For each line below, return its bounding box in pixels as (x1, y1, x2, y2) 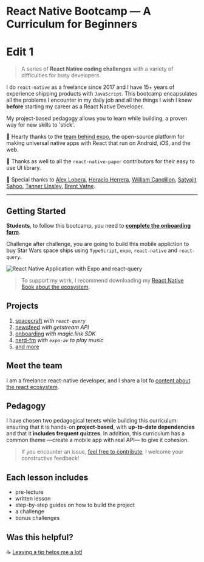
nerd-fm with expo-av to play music (15, 336, 104, 343)
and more (15, 343, 39, 350)
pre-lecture (15, 488, 44, 496)
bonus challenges (15, 515, 60, 522)
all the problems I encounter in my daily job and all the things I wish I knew (6, 96, 192, 104)
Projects (6, 301, 39, 311)
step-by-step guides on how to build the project (15, 501, 135, 509)
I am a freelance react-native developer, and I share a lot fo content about (6, 376, 191, 384)
